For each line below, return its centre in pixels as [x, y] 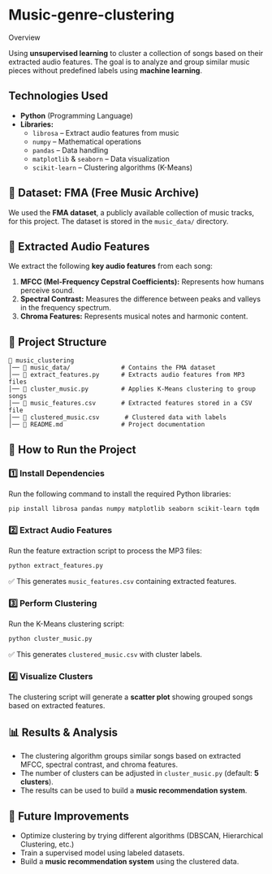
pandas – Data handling [70, 150]
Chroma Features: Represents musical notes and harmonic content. [134, 316]
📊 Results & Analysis [63, 732]
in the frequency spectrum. [66, 308]
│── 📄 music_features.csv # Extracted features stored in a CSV [130, 404]
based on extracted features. [57, 706]
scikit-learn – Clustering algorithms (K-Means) [112, 167]
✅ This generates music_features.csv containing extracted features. [123, 581]
